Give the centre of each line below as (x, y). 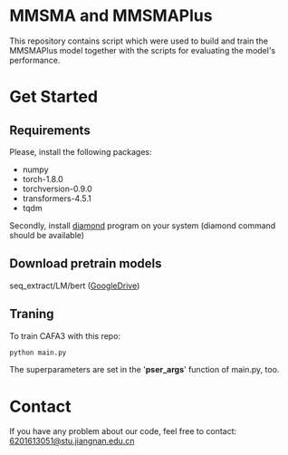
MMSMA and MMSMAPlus (111, 16)
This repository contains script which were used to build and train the (139, 41)
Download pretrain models (86, 264)
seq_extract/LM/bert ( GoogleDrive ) (75, 286)
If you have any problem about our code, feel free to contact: (123, 431)
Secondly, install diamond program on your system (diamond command (143, 225)
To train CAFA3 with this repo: (65, 335)
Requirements (50, 130)
